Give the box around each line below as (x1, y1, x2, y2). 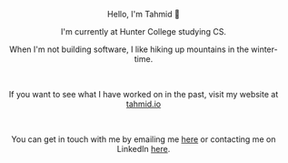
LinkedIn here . (116, 144, 171, 154)
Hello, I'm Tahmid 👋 (107, 9, 180, 19)
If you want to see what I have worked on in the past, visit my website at (8, 89, 279, 99)
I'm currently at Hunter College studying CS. (60, 26, 227, 36)
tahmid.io (125, 98, 162, 109)
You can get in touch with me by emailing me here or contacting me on (11, 134, 276, 145)
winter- (251, 44, 279, 55)
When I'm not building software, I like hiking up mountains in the (8, 44, 250, 55)
